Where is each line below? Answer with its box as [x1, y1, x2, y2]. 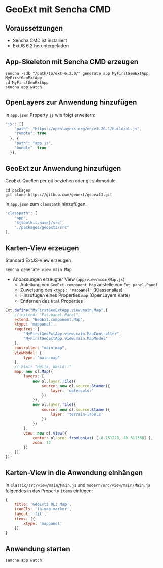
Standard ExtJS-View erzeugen [5, 257, 71, 263]
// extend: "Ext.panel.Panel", [14, 312, 81, 317]
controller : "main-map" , [14, 345, 67, 350]
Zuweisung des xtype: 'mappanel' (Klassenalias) [20, 287, 123, 293]
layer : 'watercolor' [50, 388, 94, 393]
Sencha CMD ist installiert [12, 37, 67, 43]
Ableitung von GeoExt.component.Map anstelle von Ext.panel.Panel [20, 281, 158, 287]
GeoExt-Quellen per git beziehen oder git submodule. [5, 177, 117, 184]
